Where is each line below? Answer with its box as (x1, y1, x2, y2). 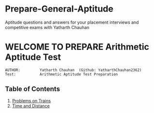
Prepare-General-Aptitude (5, 3, 114, 14)
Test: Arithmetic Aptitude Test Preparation (5, 71, 118, 77)
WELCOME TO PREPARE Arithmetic (5, 42, 149, 53)
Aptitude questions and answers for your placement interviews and (5, 19, 139, 25)
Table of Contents (5, 85, 61, 93)
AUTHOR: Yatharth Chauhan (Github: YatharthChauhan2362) (5, 68, 142, 72)
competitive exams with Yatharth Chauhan (5, 24, 90, 30)
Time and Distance (12, 103, 50, 109)
